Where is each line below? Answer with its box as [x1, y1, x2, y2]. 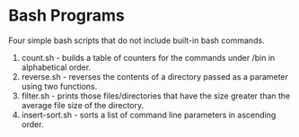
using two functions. [21, 81, 98, 91]
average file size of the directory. [21, 99, 145, 110]
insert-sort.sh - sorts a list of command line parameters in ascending [21, 109, 277, 120]
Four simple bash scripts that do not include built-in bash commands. [8, 35, 266, 46]
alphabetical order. [21, 62, 92, 73]
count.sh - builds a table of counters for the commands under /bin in [21, 52, 276, 63]
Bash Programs [8, 5, 125, 26]
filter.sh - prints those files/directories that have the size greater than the [21, 90, 291, 101]
